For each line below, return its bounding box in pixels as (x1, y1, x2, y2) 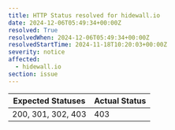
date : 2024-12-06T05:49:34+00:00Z (8, 19, 122, 27)
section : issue (8, 70, 58, 78)
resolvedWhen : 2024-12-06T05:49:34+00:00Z (8, 33, 150, 42)
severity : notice (8, 48, 65, 56)
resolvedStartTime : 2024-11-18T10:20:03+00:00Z (8, 41, 168, 49)
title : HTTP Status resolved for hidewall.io (8, 11, 160, 20)
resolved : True (8, 26, 58, 34)
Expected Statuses (13, 95, 86, 106)
